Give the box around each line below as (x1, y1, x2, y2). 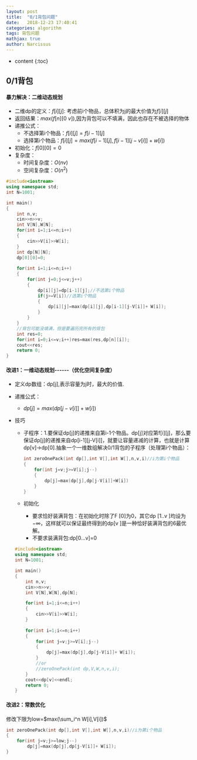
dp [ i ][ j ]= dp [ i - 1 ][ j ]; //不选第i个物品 (37, 287, 125, 293)
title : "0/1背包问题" (6, 14, 58, 20)
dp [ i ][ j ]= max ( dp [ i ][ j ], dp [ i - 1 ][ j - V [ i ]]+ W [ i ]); (47, 304, 167, 310)
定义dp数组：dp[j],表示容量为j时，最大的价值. (14, 380, 124, 388)
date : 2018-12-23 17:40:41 (6, 19, 77, 25)
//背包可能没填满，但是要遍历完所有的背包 (16, 326, 105, 332)
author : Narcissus (6, 42, 51, 48)
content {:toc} (14, 57, 49, 65)
